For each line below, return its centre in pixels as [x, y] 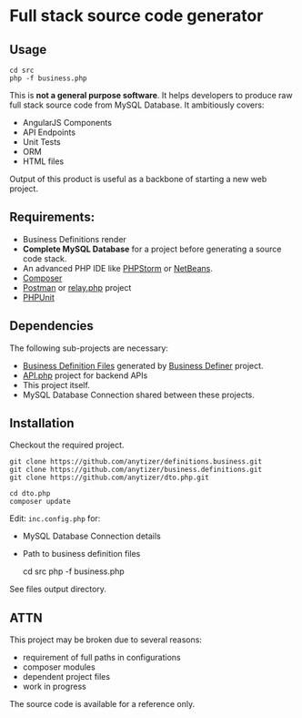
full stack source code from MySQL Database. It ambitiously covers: [137, 105]
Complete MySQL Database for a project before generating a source [152, 249]
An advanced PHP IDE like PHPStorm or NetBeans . [118, 268]
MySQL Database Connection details [91, 536]
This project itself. [56, 385]
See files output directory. [58, 590]
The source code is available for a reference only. [102, 704]
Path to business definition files [81, 554]
